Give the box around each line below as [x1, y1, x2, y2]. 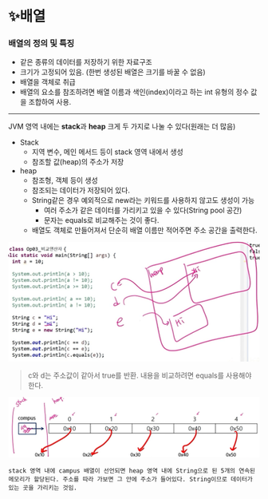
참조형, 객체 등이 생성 [31, 176, 98, 185]
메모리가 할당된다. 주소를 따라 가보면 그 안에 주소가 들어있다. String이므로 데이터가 [8, 475, 253, 483]
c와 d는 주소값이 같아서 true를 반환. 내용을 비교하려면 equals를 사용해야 [27, 370, 252, 380]
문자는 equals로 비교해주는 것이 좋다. [43, 216, 160, 225]
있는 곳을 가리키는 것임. [8, 484, 78, 492]
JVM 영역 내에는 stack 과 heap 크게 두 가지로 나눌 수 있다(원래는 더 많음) [8, 121, 236, 132]
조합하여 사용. [28, 97, 72, 107]
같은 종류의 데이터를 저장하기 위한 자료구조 [19, 57, 153, 67]
